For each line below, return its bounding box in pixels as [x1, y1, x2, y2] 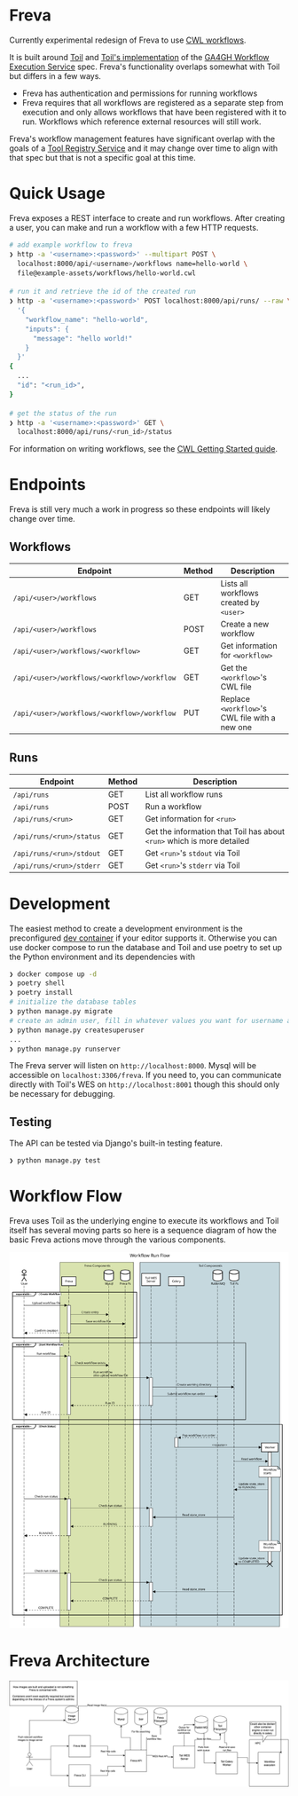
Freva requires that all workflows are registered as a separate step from [21, 97, 284, 107]
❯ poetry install [9, 989, 74, 997]
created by [220, 596, 260, 608]
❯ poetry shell [9, 979, 66, 988]
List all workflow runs [145, 789, 223, 800]
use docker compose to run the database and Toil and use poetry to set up [9, 941, 282, 952]
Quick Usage [9, 184, 106, 204]
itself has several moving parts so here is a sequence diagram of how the [9, 1225, 277, 1235]
